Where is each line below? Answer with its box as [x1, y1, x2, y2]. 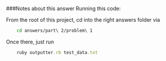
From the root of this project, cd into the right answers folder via [6, 16, 161, 23]
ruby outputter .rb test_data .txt [16, 49, 98, 55]
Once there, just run [6, 38, 54, 45]
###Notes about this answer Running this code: [6, 5, 121, 12]
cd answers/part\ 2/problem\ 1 [16, 28, 93, 33]
